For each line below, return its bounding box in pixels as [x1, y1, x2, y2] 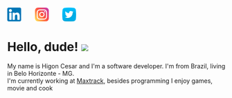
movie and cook [7, 84, 53, 92]
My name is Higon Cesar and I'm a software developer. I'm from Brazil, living [7, 61, 226, 70]
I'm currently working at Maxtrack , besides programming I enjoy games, [7, 77, 213, 85]
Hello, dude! [7, 39, 78, 55]
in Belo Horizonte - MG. [7, 69, 75, 77]
